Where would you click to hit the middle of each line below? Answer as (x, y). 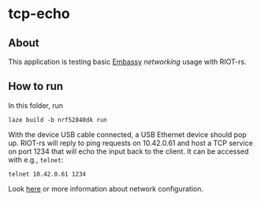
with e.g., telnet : (36, 159)
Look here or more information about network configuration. (106, 188)
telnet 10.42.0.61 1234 (47, 174)
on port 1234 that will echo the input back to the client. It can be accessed (129, 151)
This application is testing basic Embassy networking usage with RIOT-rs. (127, 61)
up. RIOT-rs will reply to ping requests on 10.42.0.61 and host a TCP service (131, 143)
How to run (36, 86)
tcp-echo (39, 14)
